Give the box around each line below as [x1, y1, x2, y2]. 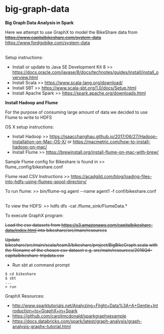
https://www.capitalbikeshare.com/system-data [5, 34, 101, 40]
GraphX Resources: [5, 293, 45, 299]
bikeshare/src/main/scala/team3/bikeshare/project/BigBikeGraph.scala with [5, 242, 158, 248]
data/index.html [5, 227, 37, 233]
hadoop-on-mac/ [12, 144, 47, 150]
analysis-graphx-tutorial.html [12, 323, 71, 329]
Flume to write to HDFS [5, 114, 52, 120]
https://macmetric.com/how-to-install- [72, 139, 151, 145]
